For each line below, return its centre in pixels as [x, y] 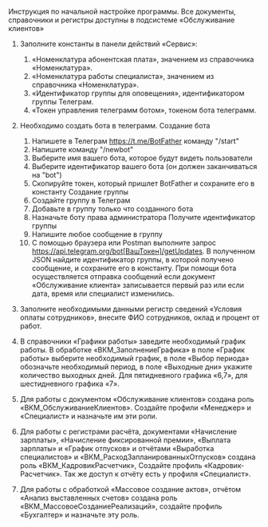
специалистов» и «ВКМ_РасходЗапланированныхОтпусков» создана [138, 457]
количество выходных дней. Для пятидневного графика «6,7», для [134, 375]
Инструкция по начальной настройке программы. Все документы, [122, 12]
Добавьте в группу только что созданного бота [112, 209]
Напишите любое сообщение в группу [97, 234]
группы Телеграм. [63, 102]
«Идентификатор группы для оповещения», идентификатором [138, 93]
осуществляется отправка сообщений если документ [123, 277]
